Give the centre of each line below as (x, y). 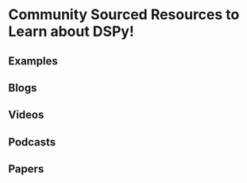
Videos (26, 115)
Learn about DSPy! (71, 31)
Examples (33, 61)
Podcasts (32, 142)
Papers (26, 169)
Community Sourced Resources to (124, 15)
